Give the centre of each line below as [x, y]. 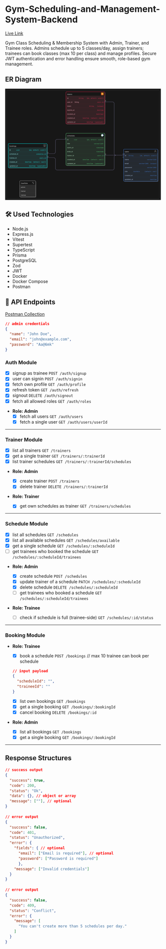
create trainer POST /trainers [50, 481]
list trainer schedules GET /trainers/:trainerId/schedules [72, 462]
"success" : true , [27, 780]
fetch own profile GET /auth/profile [49, 385]
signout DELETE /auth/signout [42, 395]
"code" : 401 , [23, 832]
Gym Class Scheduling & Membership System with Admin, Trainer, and [77, 43]
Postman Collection [25, 314]
